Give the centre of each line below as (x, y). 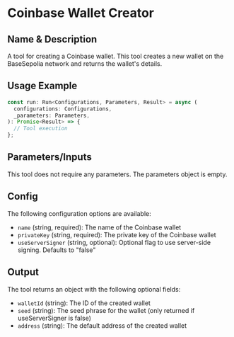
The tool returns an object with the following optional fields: (94, 289)
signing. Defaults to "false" (57, 250)
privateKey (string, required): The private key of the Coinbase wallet (117, 234)
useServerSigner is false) (54, 318)
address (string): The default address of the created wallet (102, 325)
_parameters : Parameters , (52, 115)
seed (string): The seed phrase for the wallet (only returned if (106, 310)
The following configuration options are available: (80, 213)
